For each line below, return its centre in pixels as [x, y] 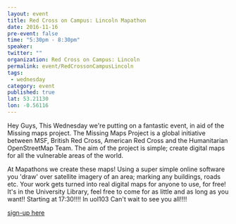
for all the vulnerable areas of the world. [66, 155]
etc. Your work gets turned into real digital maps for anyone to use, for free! [117, 184]
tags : [15, 73]
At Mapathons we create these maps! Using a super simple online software [116, 169]
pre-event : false [33, 33]
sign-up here [26, 213]
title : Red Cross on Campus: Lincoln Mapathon [77, 20]
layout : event [28, 14]
